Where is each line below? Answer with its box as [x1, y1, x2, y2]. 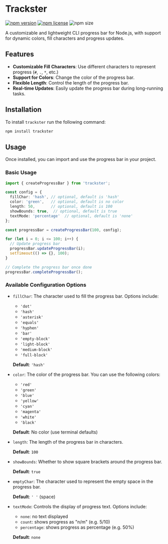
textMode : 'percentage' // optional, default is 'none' [10, 213, 133, 219]
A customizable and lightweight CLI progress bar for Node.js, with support [5, 30, 161, 36]
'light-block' [20, 342, 50, 347]
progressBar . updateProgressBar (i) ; [10, 246, 86, 251]
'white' [20, 415, 37, 420]
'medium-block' [20, 347, 52, 352]
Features [5, 50, 34, 59]
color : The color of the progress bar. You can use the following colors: [12, 371, 160, 377]
